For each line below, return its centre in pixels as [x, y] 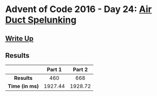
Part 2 [81, 70]
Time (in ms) [23, 86]
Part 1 [54, 70]
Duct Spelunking [41, 20]
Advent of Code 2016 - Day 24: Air [78, 9]
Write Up [19, 38]
